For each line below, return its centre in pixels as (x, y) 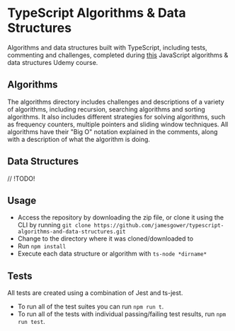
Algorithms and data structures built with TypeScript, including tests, (107, 47)
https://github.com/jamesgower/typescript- (159, 226)
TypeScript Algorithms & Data (97, 13)
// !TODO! (21, 179)
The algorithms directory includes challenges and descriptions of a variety (116, 102)
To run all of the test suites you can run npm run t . (91, 307)
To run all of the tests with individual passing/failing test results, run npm (122, 314)
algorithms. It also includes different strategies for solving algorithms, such (116, 116)
